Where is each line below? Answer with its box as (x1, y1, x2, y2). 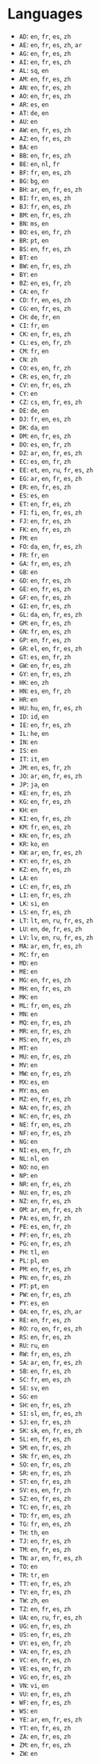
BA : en (18, 142, 38, 151)
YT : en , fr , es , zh (18, 1722, 72, 1732)
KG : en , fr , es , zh (18, 796, 72, 806)
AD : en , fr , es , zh (18, 31, 72, 41)
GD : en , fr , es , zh (18, 575, 72, 585)
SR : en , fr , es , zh (18, 1467, 72, 1477)
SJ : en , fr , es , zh (18, 1417, 72, 1426)
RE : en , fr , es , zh (18, 1314, 72, 1324)
